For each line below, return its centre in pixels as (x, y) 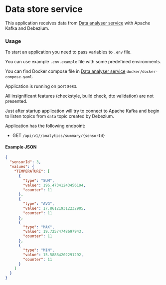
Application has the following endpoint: (45, 126)
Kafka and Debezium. (27, 28)
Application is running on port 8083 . (41, 86)
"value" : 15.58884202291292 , (53, 255)
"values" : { (22, 167)
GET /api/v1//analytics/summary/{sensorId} (59, 136)
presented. (16, 101)
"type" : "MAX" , (39, 227)
